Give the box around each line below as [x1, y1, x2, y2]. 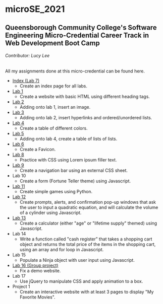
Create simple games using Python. [19, 188, 93, 194]
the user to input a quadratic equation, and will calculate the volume [19, 204, 159, 210]
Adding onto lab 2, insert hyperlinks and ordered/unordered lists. [19, 114, 152, 120]
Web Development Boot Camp [5, 39, 100, 47]
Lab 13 [12, 215, 26, 221]
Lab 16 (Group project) [12, 262, 58, 268]
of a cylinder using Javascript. [19, 210, 82, 216]
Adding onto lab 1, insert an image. [19, 104, 91, 110]
